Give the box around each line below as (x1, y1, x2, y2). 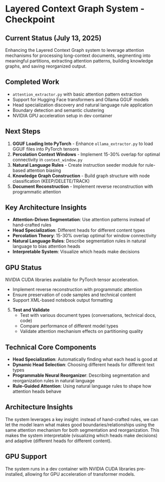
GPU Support (5, 452, 47, 461)
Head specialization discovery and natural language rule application (12, 102, 153, 108)
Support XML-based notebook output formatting (12, 297, 113, 303)
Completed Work (5, 78, 59, 86)
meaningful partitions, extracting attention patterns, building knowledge (5, 58, 153, 63)
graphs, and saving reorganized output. (5, 63, 87, 69)
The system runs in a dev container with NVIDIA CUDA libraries (5, 465, 136, 471)
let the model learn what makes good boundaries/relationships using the (5, 422, 155, 428)
